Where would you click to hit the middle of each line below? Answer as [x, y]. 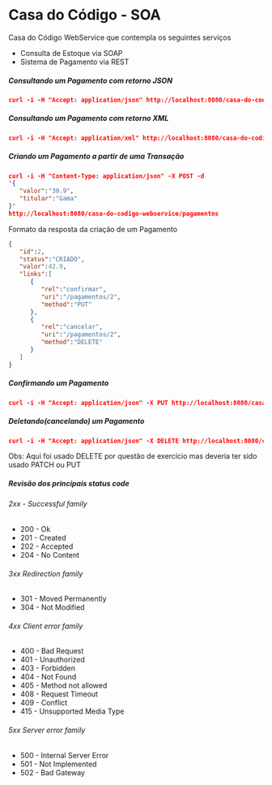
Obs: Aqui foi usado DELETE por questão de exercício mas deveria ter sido [133, 456]
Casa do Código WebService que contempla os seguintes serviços [120, 37]
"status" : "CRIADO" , [52, 259]
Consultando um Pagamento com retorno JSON [90, 80]
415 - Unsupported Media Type [72, 711]
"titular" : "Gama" [49, 199]
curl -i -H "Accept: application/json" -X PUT [88, 403]
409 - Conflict [44, 703]
